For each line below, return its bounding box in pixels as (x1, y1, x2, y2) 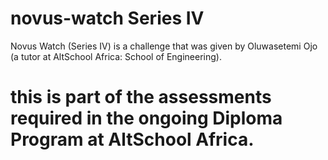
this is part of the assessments (10, 86, 272, 109)
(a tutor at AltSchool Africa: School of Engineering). (10, 50, 222, 62)
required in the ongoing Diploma (10, 107, 283, 130)
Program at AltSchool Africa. (10, 128, 255, 151)
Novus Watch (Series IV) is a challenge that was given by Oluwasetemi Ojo (10, 40, 318, 52)
